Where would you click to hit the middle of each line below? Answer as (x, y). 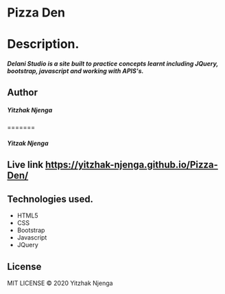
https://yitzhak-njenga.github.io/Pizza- (131, 165)
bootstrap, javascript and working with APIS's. (75, 71)
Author (22, 93)
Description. (43, 44)
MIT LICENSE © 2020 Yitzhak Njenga (60, 283)
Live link (25, 165)
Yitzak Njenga (28, 143)
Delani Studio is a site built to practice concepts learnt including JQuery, (113, 63)
